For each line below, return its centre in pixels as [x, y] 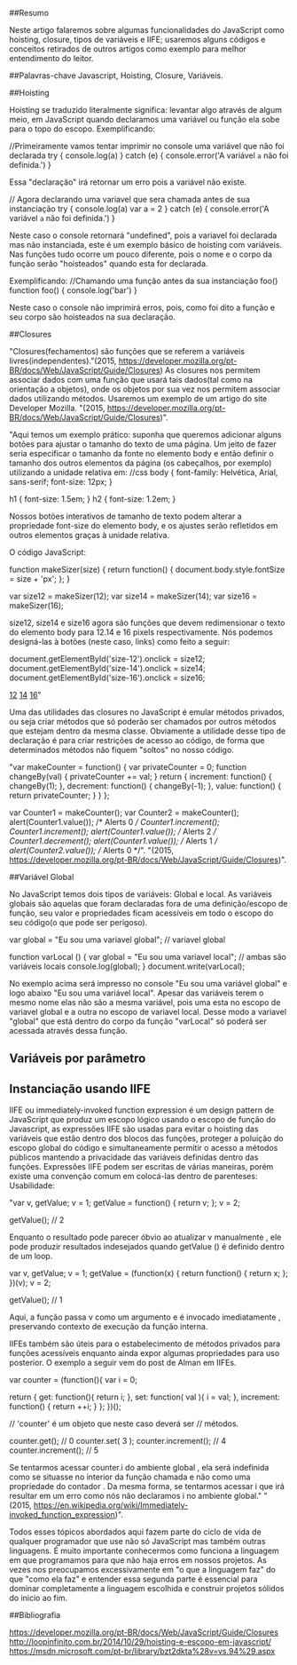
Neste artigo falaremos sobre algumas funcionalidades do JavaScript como [147, 30]
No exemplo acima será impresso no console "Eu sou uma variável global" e [148, 983]
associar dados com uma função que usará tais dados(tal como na [131, 380]
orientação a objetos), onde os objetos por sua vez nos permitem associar [145, 389]
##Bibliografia [35, 1615]
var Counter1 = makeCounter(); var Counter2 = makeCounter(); [124, 813]
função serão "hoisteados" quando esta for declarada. [109, 264]
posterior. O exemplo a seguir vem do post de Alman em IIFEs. [123, 1363]
